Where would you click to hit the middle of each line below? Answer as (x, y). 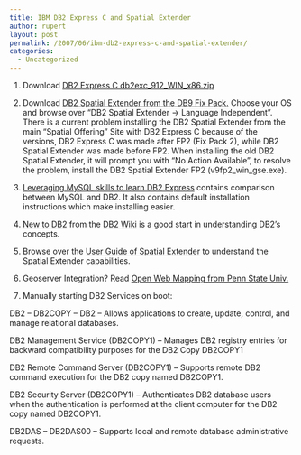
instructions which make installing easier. (99, 207)
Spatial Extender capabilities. (76, 261)
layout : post (34, 34)
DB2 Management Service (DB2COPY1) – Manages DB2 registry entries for (148, 340)
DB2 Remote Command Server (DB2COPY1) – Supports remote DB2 (135, 367)
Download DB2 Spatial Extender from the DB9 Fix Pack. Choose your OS (157, 103)
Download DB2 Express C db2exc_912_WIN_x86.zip (118, 85)
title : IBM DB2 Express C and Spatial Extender (100, 18)
